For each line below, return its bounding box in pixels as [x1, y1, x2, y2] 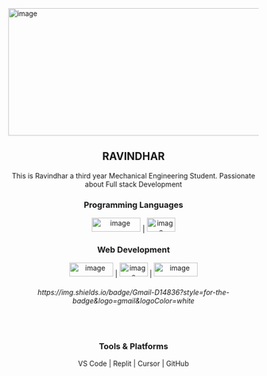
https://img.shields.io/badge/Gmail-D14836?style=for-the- [37, 288, 230, 297]
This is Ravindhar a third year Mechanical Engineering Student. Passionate [11, 170, 256, 180]
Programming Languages [83, 199, 184, 210]
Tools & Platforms [99, 340, 168, 351]
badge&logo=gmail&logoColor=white [72, 296, 195, 305]
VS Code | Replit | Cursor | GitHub [78, 358, 189, 368]
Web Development [96, 245, 171, 256]
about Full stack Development [84, 179, 183, 189]
